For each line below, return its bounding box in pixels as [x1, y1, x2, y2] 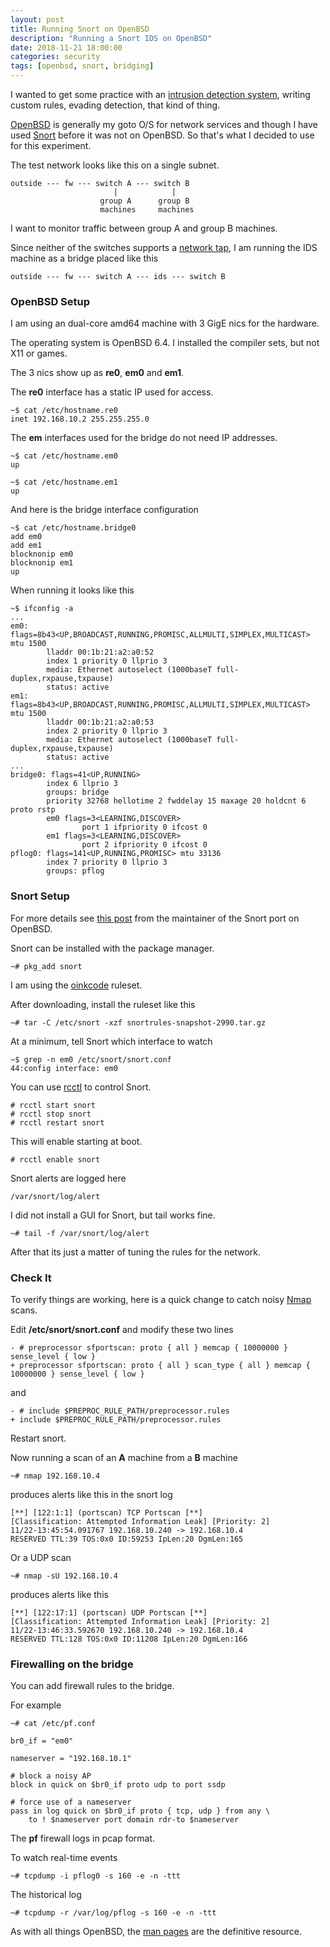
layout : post [10, 14, 65, 25]
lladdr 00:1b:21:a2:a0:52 [46, 647, 155, 658]
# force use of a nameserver [10, 1797, 132, 1808]
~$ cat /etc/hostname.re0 [10, 406, 118, 416]
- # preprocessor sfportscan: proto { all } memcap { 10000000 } [10, 1342, 288, 1353]
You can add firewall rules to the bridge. [10, 1680, 175, 1692]
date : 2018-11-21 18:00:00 [10, 42, 123, 53]
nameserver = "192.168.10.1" [10, 1754, 132, 1764]
